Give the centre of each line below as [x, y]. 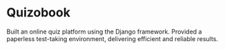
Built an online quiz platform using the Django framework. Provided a [104, 32]
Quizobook [38, 13]
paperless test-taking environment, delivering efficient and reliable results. [112, 38]
